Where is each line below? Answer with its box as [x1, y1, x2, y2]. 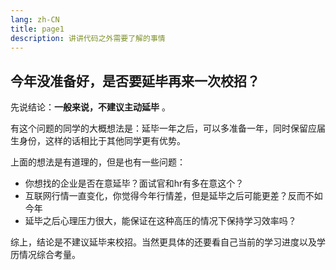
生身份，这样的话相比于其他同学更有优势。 [10, 135, 186, 147]
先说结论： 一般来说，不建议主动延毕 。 [10, 101, 171, 113]
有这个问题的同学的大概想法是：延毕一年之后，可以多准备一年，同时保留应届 [10, 122, 326, 135]
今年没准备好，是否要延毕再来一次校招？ [10, 72, 260, 90]
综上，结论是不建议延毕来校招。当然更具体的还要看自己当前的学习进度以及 [10, 236, 317, 248]
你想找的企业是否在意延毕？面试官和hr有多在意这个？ [24, 177, 245, 190]
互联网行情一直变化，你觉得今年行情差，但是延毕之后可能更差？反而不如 [24, 190, 323, 202]
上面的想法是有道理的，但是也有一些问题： [10, 156, 186, 168]
